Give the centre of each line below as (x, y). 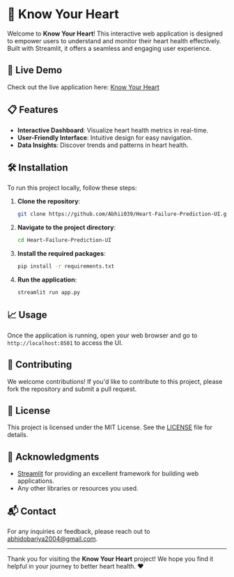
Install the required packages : (61, 254)
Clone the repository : (49, 201)
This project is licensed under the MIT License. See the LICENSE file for (110, 427)
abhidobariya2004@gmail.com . (53, 539)
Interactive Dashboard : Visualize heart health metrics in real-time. (113, 130)
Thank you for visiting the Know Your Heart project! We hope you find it (110, 559)
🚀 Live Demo (35, 70)
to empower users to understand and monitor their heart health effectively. (114, 40)
